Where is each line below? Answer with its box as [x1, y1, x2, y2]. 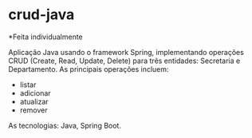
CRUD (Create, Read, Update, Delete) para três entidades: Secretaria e [8, 56, 241, 65]
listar [19, 80, 37, 89]
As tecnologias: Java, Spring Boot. [8, 120, 122, 130]
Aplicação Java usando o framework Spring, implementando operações [8, 47, 245, 57]
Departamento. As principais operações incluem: [8, 64, 169, 73]
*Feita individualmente [8, 32, 84, 41]
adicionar [19, 88, 51, 97]
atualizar [19, 97, 49, 106]
